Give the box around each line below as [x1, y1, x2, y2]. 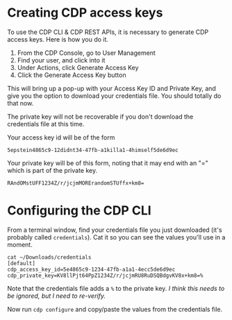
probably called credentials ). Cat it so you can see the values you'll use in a [7, 233, 226, 241]
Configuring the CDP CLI [7, 203, 151, 219]
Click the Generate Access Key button [17, 71, 126, 79]
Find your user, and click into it [17, 56, 106, 64]
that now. [7, 99, 34, 107]
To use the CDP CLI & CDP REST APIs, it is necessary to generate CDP [7, 28, 209, 36]
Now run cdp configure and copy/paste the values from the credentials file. [7, 305, 223, 313]
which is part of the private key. [7, 166, 98, 174]
